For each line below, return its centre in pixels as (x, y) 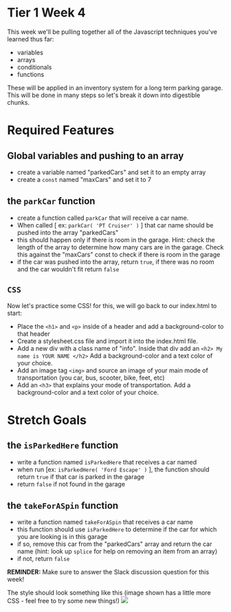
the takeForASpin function (63, 506)
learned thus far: (31, 39)
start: (15, 313)
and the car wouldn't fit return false (68, 269)
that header (33, 334)
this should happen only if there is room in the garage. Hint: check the (116, 240)
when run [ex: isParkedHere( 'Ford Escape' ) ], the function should (113, 469)
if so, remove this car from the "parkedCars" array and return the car (114, 544)
